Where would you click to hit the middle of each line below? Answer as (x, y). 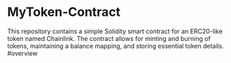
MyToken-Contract (64, 12)
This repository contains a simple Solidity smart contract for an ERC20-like (115, 31)
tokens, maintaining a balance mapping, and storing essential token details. (115, 46)
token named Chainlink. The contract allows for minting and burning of (109, 38)
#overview (22, 53)
